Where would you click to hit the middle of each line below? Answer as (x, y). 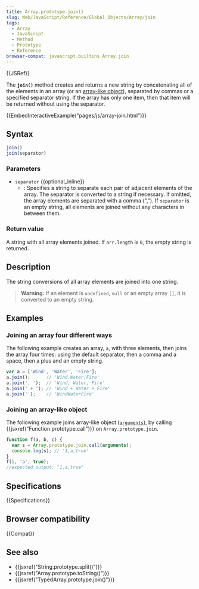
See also (22, 552)
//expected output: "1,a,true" (45, 467)
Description (28, 267)
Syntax (20, 134)
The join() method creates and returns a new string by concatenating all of (99, 85)
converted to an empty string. (57, 299)
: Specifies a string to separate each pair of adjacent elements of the (108, 188)
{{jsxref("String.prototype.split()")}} (58, 567)
